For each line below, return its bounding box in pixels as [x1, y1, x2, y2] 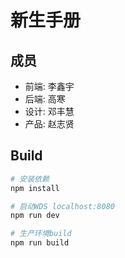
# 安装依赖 [10, 174, 50, 184]
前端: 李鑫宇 [24, 81, 75, 92]
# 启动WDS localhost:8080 [10, 201, 115, 211]
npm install [10, 183, 60, 193]
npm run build [10, 238, 70, 248]
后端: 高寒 [24, 93, 66, 105]
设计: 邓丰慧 [24, 106, 75, 117]
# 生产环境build [10, 229, 72, 239]
